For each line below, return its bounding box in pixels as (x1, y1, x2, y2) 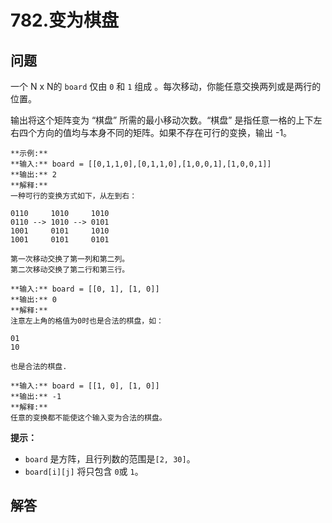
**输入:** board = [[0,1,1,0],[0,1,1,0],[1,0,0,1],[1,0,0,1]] (10, 159, 272, 169)
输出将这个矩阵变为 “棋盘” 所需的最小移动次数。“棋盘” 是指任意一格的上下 (10, 114, 314, 126)
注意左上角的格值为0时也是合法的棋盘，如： (10, 316, 164, 326)
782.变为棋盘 (10, 9, 120, 32)
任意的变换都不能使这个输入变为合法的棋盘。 (10, 413, 167, 423)
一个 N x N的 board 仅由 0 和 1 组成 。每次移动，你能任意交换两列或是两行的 (10, 81, 322, 92)
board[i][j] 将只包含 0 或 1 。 (24, 466, 144, 477)
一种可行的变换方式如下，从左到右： (10, 191, 138, 201)
